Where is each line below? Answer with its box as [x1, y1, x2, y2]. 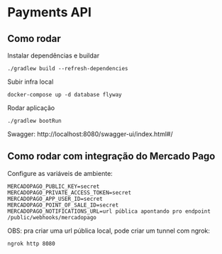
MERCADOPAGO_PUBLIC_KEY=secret [7, 182, 100, 190]
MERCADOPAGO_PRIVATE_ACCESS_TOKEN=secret [7, 189, 132, 196]
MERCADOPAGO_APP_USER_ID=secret [7, 195, 103, 202]
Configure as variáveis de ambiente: [7, 169, 113, 177]
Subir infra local [7, 77, 54, 86]
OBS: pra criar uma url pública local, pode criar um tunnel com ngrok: [7, 226, 211, 235]
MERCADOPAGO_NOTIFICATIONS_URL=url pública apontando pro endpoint [7, 207, 211, 215]
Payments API [7, 4, 92, 21]
